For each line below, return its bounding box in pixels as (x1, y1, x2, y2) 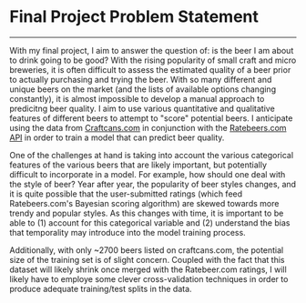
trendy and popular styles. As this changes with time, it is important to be (9, 207, 284, 218)
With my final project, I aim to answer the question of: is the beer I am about (9, 45, 294, 56)
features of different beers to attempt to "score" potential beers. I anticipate (9, 112, 293, 124)
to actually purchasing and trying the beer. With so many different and (9, 74, 272, 85)
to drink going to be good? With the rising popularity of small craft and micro (9, 55, 297, 66)
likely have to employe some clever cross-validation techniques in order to (9, 273, 289, 284)
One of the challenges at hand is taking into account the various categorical (9, 149, 294, 160)
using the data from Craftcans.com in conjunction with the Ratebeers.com (9, 122, 287, 133)
